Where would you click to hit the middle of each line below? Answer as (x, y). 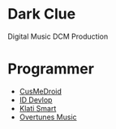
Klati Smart (38, 108)
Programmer (51, 69)
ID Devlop (36, 100)
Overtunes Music (48, 117)
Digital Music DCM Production (58, 36)
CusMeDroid (40, 91)
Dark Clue (42, 14)
